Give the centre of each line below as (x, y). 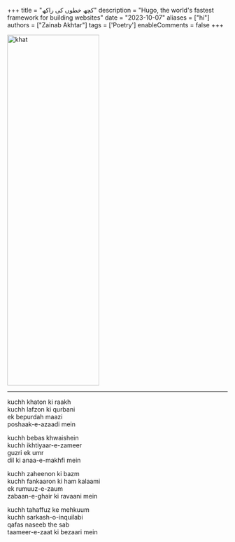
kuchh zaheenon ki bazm (44, 474)
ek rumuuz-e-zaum (35, 489)
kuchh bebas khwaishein (43, 438)
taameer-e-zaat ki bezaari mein (52, 532)
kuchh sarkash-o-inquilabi (45, 517)
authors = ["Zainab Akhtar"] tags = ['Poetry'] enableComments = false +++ (115, 25)
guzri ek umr (26, 453)
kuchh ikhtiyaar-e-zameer (45, 445)
